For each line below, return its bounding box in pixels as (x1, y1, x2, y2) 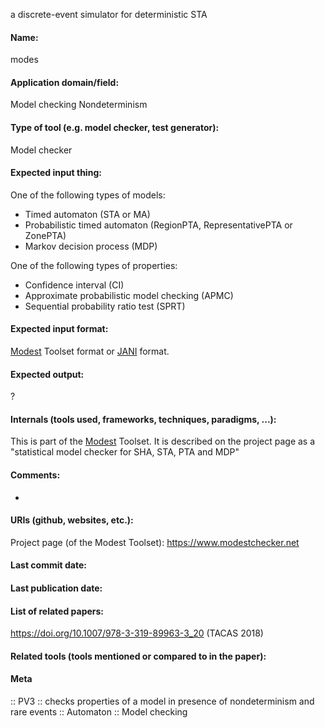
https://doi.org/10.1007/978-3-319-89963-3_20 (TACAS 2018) (10, 627, 264, 639)
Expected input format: (10, 323, 109, 335)
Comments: (10, 469, 61, 481)
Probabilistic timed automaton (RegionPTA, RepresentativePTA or (24, 219, 293, 231)
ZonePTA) (24, 229, 67, 241)
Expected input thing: (10, 167, 102, 179)
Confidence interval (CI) (24, 279, 125, 291)
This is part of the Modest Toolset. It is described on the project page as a (10, 435, 316, 448)
